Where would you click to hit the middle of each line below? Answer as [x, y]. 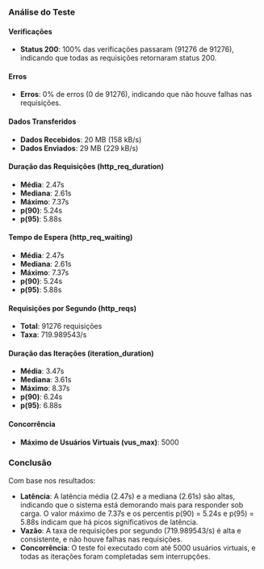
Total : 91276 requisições [61, 327]
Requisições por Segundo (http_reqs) [73, 308]
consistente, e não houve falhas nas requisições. [101, 539]
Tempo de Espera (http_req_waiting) [71, 238]
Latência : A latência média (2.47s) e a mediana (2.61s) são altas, [128, 496]
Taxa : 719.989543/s [53, 335]
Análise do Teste [42, 12]
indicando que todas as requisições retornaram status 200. [118, 58]
